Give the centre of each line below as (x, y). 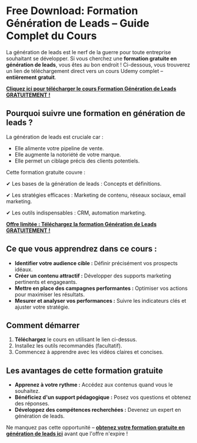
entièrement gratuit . (31, 77)
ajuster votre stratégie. (42, 307)
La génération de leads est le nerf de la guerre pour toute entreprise (89, 52)
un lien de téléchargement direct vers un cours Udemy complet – (85, 71)
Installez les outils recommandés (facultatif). (68, 346)
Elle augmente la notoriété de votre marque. (68, 154)
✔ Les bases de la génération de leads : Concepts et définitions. (84, 183)
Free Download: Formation (72, 11)
